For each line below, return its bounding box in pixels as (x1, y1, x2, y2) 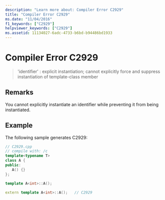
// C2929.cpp (5, 144, 32, 149)
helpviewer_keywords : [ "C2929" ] (5, 26, 72, 31)
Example (5, 121, 33, 130)
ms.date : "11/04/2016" (5, 16, 52, 21)
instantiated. (5, 107, 31, 113)
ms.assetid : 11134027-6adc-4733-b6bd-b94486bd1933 (5, 30, 113, 35)
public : (5, 163, 21, 168)
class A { (5, 158, 26, 163)
